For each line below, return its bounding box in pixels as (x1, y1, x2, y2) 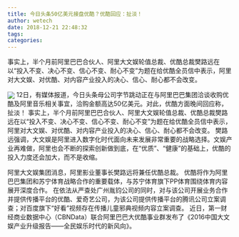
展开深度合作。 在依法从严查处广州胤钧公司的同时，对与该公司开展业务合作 (7, 186, 228, 195)
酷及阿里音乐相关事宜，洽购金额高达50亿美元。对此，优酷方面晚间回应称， (7, 99, 228, 108)
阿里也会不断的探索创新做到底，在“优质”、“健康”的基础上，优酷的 (38, 144, 231, 153)
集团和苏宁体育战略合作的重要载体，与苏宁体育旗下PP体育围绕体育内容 (19, 177, 228, 186)
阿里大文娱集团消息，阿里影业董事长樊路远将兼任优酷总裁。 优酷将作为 (7, 168, 215, 177)
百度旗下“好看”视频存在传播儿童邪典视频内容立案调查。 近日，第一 (26, 204, 221, 213)
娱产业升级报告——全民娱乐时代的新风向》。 (7, 222, 136, 231)
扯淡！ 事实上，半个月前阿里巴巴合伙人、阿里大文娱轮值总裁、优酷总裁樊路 (7, 109, 228, 117)
